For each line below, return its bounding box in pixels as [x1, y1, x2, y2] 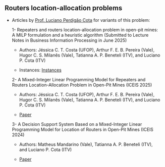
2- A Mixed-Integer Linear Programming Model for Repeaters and [11, 76, 146, 82]
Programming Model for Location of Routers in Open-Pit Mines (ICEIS [11, 126, 154, 132]
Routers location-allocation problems [4, 4, 122, 12]
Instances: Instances [19, 67, 62, 73]
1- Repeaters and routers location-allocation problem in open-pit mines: [11, 27, 158, 33]
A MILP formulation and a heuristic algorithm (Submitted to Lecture [11, 32, 149, 38]
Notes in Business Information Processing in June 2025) [11, 37, 127, 43]
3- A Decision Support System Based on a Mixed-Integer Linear [11, 121, 142, 127]
